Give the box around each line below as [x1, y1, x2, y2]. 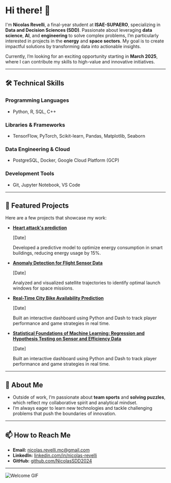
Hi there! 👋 [5, 5, 51, 16]
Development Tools [5, 170, 54, 177]
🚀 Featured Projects [5, 201, 69, 210]
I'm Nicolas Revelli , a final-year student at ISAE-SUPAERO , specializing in [5, 21, 161, 28]
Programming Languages [5, 97, 70, 104]
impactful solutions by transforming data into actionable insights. [5, 43, 141, 49]
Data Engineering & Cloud [5, 145, 70, 152]
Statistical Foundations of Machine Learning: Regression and [12, 330, 145, 337]
